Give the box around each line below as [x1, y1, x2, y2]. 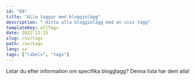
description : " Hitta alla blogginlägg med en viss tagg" [6, 19, 150, 25]
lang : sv [6, 46, 28, 52]
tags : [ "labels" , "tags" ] [6, 52, 69, 57]
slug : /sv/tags [6, 35, 43, 41]
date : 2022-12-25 [6, 30, 49, 36]
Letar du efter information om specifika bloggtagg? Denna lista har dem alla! [6, 67, 190, 74]
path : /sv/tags [6, 41, 43, 47]
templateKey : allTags [6, 24, 59, 31]
